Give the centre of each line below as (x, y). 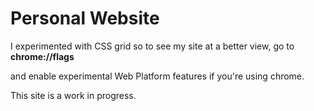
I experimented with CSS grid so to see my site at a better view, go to (152, 46)
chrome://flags (42, 56)
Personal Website (85, 18)
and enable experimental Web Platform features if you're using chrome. (157, 76)
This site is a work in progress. (73, 95)
